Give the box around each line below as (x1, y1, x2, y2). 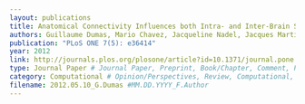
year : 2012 (9, 47, 51, 56)
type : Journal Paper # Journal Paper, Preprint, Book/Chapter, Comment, (9, 64, 290, 73)
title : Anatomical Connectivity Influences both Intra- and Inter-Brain (9, 22, 290, 31)
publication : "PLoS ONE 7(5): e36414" (9, 38, 156, 48)
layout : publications (9, 13, 92, 23)
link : (9, 55, 30, 64)
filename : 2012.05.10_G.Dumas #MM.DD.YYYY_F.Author (9, 80, 209, 90)
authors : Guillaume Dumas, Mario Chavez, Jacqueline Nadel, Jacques (9, 30, 274, 39)
